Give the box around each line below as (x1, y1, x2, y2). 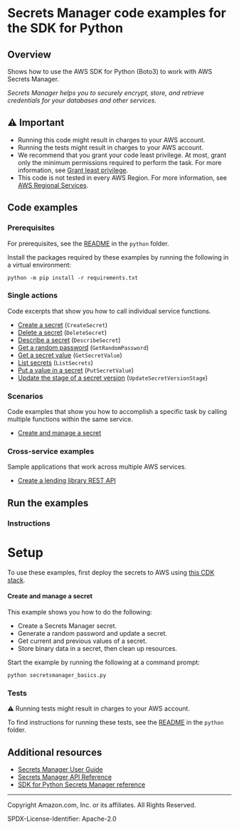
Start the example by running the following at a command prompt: (7, 658, 201, 666)
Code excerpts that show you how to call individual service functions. (7, 307, 211, 315)
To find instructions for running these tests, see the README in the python (7, 718, 224, 727)
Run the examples (7, 496, 89, 509)
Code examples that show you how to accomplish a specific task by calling (7, 408, 228, 416)
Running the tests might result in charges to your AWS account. (17, 143, 204, 151)
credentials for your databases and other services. (7, 96, 157, 105)
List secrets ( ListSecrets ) (17, 358, 94, 367)
